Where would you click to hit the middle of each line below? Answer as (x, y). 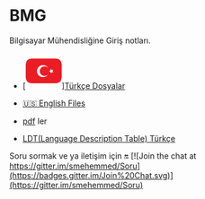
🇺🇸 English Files (53, 103)
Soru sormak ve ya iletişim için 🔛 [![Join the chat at (103, 156)
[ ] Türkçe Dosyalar (74, 85)
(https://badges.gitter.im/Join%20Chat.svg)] (91, 175)
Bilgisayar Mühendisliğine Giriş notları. (80, 40)
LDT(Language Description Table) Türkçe (99, 138)
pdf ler (35, 121)
